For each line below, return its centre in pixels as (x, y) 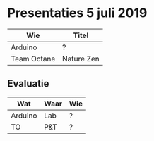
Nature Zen (81, 59)
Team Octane (33, 59)
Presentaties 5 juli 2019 (77, 13)
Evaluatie (28, 84)
